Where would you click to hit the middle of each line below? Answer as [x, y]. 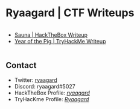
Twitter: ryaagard [36, 80]
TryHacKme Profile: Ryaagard [52, 99]
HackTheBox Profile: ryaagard [52, 93]
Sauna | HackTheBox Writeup [51, 35]
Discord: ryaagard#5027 [45, 86]
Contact [21, 65]
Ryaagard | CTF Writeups [70, 13]
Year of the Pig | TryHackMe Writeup [60, 41]
